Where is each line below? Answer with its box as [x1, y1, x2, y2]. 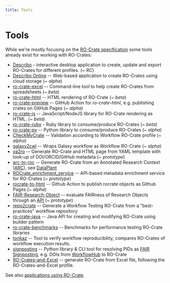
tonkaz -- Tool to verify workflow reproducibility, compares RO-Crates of [12, 235, 165, 241]
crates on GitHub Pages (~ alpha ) [12, 105, 83, 111]
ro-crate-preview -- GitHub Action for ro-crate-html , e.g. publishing [12, 99, 154, 106]
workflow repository [35, 208, 78, 214]
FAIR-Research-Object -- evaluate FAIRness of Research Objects [12, 192, 149, 198]
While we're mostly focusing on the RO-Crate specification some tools [5, 46, 152, 53]
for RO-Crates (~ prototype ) [12, 175, 72, 182]
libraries [12, 229, 30, 236]
